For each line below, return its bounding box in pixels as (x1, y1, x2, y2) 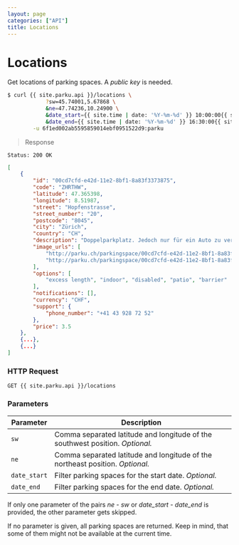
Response (24, 137, 55, 146)
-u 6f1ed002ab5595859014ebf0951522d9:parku (33, 125, 164, 132)
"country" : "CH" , (33, 230, 84, 237)
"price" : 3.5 (33, 323, 72, 330)
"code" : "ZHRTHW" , (33, 184, 87, 191)
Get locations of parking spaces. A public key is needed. (7, 78, 173, 86)
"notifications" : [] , (33, 290, 97, 297)
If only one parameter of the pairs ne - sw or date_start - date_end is (7, 500, 209, 509)
